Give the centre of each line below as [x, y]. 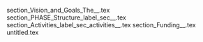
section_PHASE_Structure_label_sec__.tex [66, 17]
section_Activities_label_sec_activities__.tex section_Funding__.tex [101, 25]
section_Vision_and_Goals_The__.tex [58, 10]
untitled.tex [23, 32]
